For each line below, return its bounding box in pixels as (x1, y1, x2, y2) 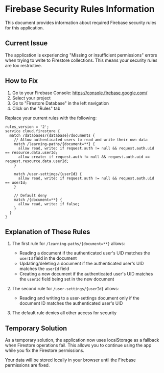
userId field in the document (19, 255, 77, 261)
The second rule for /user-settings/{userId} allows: (12, 286, 119, 292)
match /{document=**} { (14, 197, 63, 202)
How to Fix (5, 77, 38, 85)
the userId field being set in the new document (19, 276, 114, 282)
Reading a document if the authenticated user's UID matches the (19, 250, 150, 256)
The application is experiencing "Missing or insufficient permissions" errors (5, 52, 158, 58)
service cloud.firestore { (5, 128, 60, 133)
